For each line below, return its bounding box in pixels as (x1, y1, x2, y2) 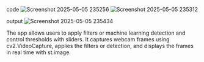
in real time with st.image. (6, 49, 71, 56)
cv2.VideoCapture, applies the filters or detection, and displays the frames (6, 43, 194, 49)
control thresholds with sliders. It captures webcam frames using (6, 36, 170, 43)
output (6, 18, 23, 24)
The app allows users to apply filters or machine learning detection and (6, 29, 186, 36)
